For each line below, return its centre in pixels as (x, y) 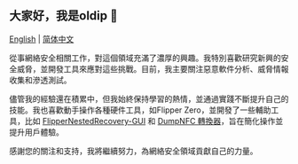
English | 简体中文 (42, 39)
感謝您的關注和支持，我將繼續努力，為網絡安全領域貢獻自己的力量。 (133, 151)
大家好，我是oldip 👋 (63, 16)
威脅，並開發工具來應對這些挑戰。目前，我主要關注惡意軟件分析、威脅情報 (153, 68)
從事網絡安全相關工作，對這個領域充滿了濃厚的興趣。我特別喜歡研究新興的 (145, 58)
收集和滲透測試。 (40, 80)
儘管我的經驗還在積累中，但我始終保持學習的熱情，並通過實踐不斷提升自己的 (149, 98)
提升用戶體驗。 (36, 132)
